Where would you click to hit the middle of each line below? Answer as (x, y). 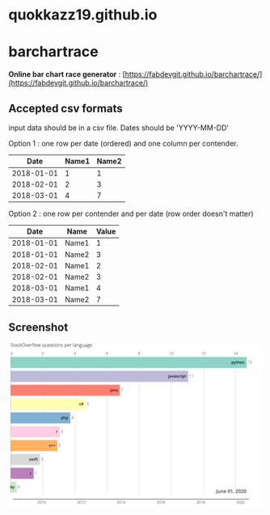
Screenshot (38, 327)
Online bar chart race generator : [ (67, 74)
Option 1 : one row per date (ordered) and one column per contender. (123, 143)
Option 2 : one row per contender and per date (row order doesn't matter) (131, 213)
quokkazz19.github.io (83, 15)
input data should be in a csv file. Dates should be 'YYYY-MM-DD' (118, 128)
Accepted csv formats (65, 108)
